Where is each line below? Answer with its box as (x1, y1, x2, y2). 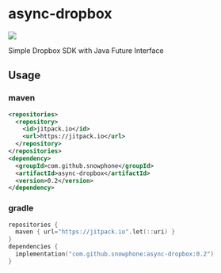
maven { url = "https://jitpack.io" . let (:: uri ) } (15, 228, 176, 236)
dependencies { (8, 243, 59, 251)
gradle (8, 203, 34, 214)
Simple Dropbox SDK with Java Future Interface (8, 45, 164, 55)
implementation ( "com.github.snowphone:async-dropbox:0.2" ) (15, 250, 215, 258)
